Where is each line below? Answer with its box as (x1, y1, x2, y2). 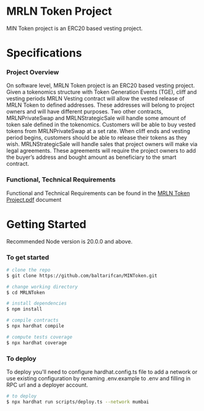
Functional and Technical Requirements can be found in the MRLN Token (6, 189, 190, 197)
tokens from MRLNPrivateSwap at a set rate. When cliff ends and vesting (6, 128, 191, 135)
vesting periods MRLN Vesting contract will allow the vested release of (6, 95, 185, 102)
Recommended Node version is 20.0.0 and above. (6, 237, 133, 245)
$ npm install (6, 306, 43, 312)
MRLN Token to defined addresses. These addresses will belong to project (6, 101, 195, 109)
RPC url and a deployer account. (6, 382, 88, 388)
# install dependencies (6, 301, 67, 307)
